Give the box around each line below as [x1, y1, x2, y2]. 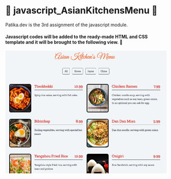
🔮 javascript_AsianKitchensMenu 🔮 [5, 5, 158, 16]
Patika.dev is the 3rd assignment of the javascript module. [5, 22, 128, 28]
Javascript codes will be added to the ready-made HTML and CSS [5, 33, 148, 40]
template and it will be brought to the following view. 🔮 [5, 39, 123, 45]
